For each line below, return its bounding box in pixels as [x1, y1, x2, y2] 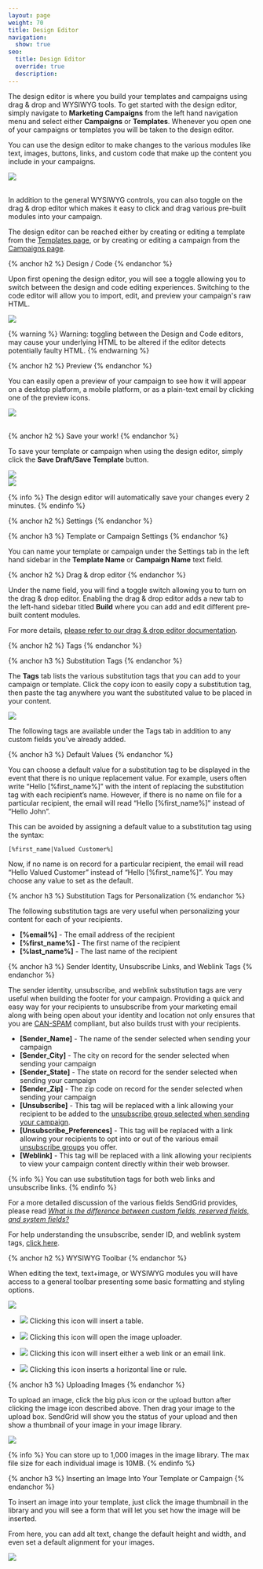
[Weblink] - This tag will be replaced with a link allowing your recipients [19, 1150, 252, 1160]
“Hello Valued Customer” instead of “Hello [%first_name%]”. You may [8, 867, 233, 876]
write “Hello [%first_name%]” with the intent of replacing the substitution [8, 781, 245, 791]
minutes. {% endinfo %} [8, 500, 86, 510]
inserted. [8, 1513, 37, 1523]
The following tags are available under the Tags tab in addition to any [8, 726, 232, 735]
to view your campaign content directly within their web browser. [19, 1159, 230, 1169]
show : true [15, 41, 51, 49]
